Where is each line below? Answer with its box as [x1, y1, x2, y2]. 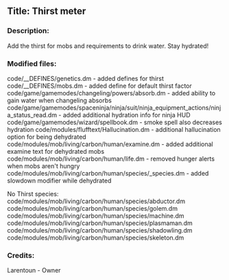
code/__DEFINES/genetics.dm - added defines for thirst [7, 74, 165, 82]
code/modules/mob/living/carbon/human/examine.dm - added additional [7, 140, 214, 148]
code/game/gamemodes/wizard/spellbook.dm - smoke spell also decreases [7, 118, 223, 126]
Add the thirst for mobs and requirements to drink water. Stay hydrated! [7, 41, 209, 50]
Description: [7, 26, 49, 36]
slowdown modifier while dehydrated [7, 176, 112, 185]
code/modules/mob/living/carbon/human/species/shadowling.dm [7, 226, 193, 234]
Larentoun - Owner [7, 266, 61, 275]
